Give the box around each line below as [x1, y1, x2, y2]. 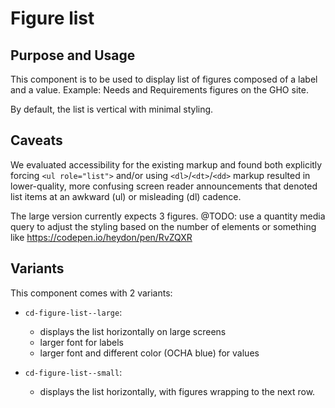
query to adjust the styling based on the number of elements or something [10, 220, 317, 232]
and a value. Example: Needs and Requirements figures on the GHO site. [10, 84, 309, 96]
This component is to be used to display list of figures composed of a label [10, 73, 318, 85]
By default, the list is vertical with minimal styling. [10, 103, 214, 115]
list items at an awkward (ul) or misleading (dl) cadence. [10, 190, 242, 202]
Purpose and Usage [10, 47, 136, 64]
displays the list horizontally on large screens [39, 325, 227, 337]
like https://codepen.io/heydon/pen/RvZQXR [10, 231, 193, 243]
